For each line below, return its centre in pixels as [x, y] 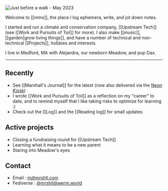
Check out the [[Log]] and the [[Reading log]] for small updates [77, 111]
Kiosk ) [19, 90]
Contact [18, 166]
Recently [19, 73]
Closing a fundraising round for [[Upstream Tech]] [64, 139]
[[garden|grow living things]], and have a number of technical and [73, 38]
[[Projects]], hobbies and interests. [61, 43]
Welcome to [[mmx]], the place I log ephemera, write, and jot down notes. [81, 17]
